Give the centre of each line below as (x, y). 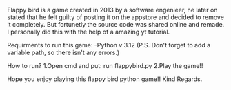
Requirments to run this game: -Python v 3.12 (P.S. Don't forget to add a (109, 45)
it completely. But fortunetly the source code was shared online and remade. (116, 24)
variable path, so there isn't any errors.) (63, 52)
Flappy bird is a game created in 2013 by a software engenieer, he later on (112, 10)
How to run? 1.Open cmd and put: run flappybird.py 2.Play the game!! (105, 66)
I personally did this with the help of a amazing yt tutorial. (89, 32)
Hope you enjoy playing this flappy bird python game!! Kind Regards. (105, 79)
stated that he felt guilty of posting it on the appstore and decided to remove (115, 17)
